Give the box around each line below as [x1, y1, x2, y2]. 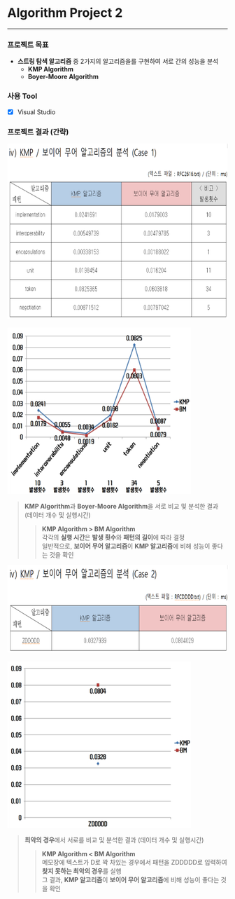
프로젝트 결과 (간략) [7, 127, 69, 137]
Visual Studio [17, 107, 56, 116]
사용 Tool [7, 91, 38, 101]
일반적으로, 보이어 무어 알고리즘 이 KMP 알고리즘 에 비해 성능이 [41, 542, 211, 550]
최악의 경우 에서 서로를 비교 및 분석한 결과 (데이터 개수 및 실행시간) [24, 835, 204, 844]
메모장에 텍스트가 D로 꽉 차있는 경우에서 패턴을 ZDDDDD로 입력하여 [41, 858, 227, 866]
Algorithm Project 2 [7, 5, 123, 21]
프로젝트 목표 [7, 40, 49, 50]
